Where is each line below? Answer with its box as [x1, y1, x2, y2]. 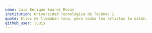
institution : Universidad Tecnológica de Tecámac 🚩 [5, 12, 114, 16]
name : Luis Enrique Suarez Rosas [5, 7, 75, 12]
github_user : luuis [5, 20, 46, 26]
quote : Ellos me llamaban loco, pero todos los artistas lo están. [5, 16, 148, 21]
